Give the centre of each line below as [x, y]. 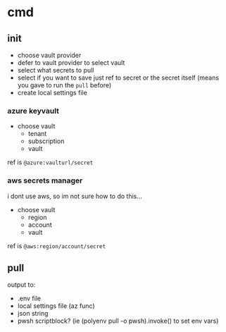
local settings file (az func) [56, 306]
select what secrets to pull [56, 70]
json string [33, 314]
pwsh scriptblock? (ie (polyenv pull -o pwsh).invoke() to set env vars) [118, 321]
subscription [46, 141]
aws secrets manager [45, 180]
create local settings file [52, 93]
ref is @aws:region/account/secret [57, 246]
